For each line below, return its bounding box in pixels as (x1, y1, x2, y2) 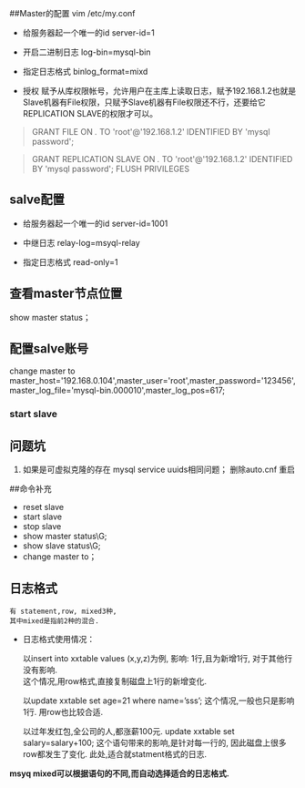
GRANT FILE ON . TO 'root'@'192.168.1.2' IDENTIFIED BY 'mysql (31, 127, 270, 137)
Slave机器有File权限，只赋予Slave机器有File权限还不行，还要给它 (22, 97, 266, 107)
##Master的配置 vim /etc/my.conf (9, 8, 136, 18)
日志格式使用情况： (22, 633, 96, 644)
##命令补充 (9, 484, 52, 495)
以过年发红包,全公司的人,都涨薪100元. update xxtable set (22, 725, 235, 736)
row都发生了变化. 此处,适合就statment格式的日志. (22, 748, 208, 759)
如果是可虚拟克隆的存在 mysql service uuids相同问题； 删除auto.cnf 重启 (22, 464, 296, 476)
